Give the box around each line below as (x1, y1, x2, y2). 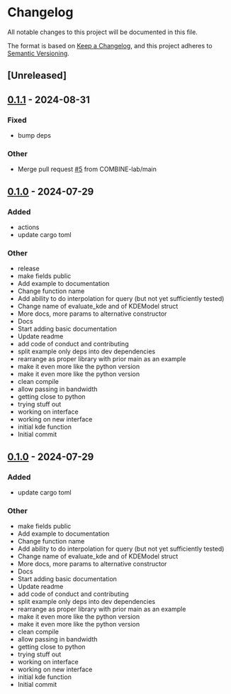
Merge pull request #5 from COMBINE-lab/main (17, 165, 157, 174)
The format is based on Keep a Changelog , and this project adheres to (7, 41, 213, 50)
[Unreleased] (7, 70, 67, 82)
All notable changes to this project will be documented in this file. (7, 28, 198, 36)
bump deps (17, 131, 52, 140)
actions (17, 223, 40, 231)
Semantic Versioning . (7, 49, 69, 57)
